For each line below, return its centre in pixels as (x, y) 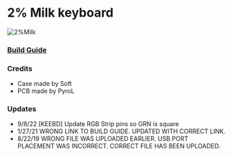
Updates (22, 109)
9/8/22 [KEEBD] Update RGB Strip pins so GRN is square (98, 124)
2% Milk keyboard (61, 13)
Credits (20, 69)
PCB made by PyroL (46, 91)
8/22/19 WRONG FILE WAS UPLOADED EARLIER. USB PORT (102, 139)
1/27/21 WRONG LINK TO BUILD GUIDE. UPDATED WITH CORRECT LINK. (122, 131)
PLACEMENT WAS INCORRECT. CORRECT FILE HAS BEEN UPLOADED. (119, 146)
